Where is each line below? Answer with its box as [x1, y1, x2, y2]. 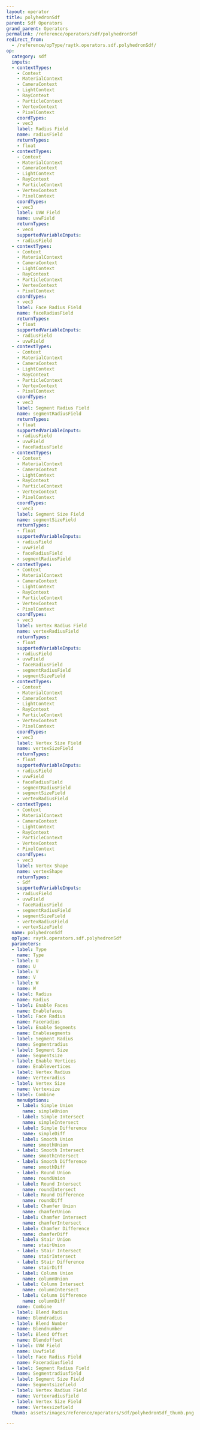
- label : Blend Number [11, 1320, 68, 1327]
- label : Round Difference [17, 1192, 84, 1198]
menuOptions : [17, 1097, 50, 1103]
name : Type [17, 952, 44, 958]
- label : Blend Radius [11, 1309, 68, 1315]
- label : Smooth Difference [17, 1159, 87, 1165]
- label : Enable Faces [11, 1002, 68, 1009]
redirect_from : [6, 37, 44, 43]
